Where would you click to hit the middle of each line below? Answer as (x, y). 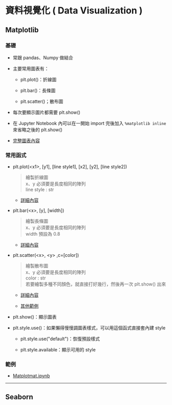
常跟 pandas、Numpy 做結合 (43, 58)
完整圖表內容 (26, 140)
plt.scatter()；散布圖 (42, 101)
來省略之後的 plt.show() (37, 130)
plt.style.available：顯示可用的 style (58, 350)
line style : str (40, 190)
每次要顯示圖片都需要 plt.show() (46, 112)
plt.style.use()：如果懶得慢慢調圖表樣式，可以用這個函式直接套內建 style (89, 328)
